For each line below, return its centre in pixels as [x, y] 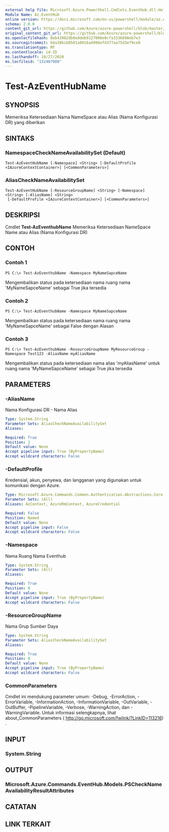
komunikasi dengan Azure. [33, 486]
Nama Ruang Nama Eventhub [36, 556]
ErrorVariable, [20, 702]
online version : [22, 19]
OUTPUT [19, 770]
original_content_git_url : [33, 33]
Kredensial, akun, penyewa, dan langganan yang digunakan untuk [73, 480]
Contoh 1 [16, 263]
